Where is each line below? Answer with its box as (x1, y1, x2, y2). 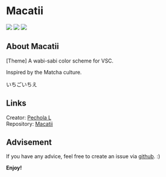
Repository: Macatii (6, 120, 53, 127)
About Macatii (6, 41, 59, 51)
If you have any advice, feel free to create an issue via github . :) (6, 153, 161, 160)
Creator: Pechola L (6, 114, 52, 121)
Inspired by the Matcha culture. (6, 68, 82, 76)
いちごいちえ (6, 81, 37, 88)
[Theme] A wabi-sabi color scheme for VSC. (6, 57, 114, 64)
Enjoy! (6, 164, 22, 172)
